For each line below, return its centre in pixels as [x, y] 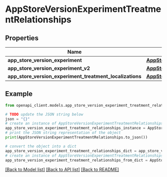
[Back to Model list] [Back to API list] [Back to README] [62, 170]
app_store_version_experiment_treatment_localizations [75, 76]
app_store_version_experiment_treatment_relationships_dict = [71, 151]
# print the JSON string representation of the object [63, 133]
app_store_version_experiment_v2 [49, 68]
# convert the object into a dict [41, 146]
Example [19, 94]
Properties [22, 38]
